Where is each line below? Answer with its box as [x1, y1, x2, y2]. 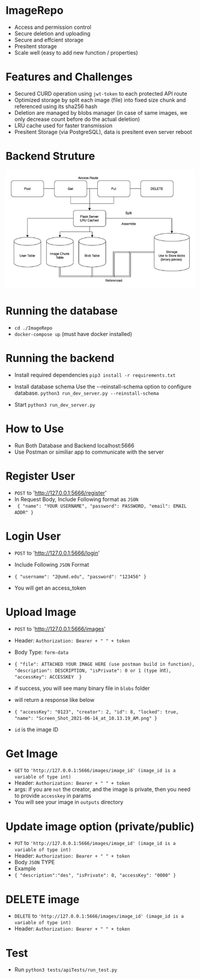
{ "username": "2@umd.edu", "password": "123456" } [14, 573, 147, 580]
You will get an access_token [14, 584, 86, 591]
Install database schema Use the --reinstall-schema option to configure [14, 383, 192, 390]
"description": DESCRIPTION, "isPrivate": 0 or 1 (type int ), [14, 666, 172, 674]
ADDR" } [14, 509, 34, 516]
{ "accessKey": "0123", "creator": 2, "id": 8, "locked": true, [14, 709, 179, 715]
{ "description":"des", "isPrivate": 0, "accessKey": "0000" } [14, 873, 177, 879]
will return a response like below [14, 696, 95, 703]
